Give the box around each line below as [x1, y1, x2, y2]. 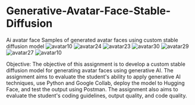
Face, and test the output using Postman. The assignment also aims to [6, 85, 178, 93]
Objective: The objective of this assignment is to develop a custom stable [6, 61, 185, 68]
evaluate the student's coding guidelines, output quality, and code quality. [6, 92, 187, 99]
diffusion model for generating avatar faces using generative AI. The [6, 66, 174, 74]
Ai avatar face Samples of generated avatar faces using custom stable [6, 36, 178, 43]
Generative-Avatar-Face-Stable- [6, 4, 171, 18]
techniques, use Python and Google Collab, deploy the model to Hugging [6, 79, 185, 87]
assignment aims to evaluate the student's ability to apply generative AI [6, 73, 181, 80]
